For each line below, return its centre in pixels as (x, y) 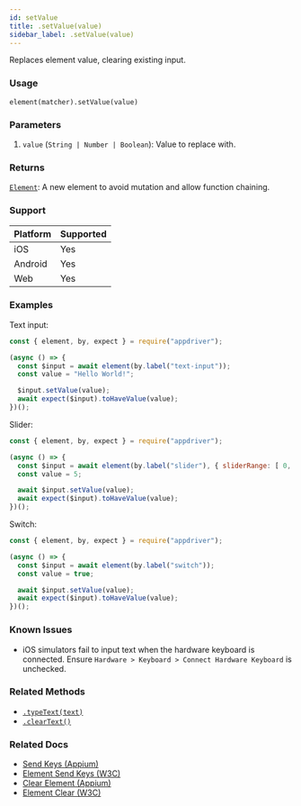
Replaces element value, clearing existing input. (97, 60)
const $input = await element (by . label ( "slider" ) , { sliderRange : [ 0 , (155, 466)
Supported (83, 233)
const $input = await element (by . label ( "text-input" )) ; (124, 366)
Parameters (35, 124)
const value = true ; (56, 574)
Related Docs (39, 744)
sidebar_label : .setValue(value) (72, 34)
